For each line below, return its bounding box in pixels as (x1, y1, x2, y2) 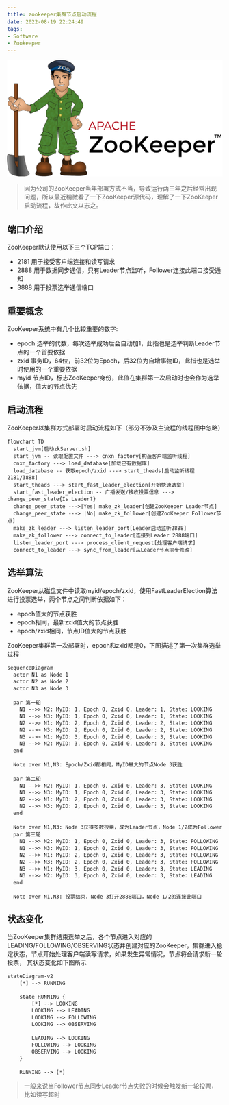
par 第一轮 (13, 699, 41, 706)
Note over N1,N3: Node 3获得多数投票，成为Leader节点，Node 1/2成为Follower (13, 823, 222, 831)
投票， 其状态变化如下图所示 (7, 958, 87, 967)
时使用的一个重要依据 (16, 365, 77, 373)
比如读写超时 (23, 1091, 60, 1099)
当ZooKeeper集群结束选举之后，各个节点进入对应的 (7, 933, 152, 941)
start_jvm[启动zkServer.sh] (13, 446, 91, 452)
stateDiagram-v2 (7, 973, 53, 980)
